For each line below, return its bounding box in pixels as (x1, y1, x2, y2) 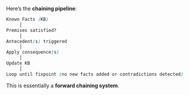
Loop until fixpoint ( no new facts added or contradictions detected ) (6, 71, 184, 77)
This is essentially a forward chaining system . (6, 82, 120, 89)
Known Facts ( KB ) (6, 17, 49, 22)
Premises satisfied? (6, 27, 57, 33)
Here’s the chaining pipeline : (6, 5, 77, 12)
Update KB (6, 60, 31, 66)
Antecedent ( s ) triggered (6, 38, 67, 44)
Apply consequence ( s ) (6, 50, 60, 55)
